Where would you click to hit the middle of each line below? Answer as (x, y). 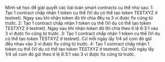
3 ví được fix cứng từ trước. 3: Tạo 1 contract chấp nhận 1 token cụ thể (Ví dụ (82, 33)
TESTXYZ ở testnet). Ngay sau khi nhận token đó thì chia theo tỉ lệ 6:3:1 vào (82, 28)
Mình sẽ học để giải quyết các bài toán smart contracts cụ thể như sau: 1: (79, 8)
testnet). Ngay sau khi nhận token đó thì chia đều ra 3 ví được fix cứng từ (79, 18)
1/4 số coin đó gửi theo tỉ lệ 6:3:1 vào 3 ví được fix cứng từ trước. (70, 54)
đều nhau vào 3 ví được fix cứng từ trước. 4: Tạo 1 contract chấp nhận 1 (77, 44)
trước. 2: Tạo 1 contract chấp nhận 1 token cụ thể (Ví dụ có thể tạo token (78, 23)
